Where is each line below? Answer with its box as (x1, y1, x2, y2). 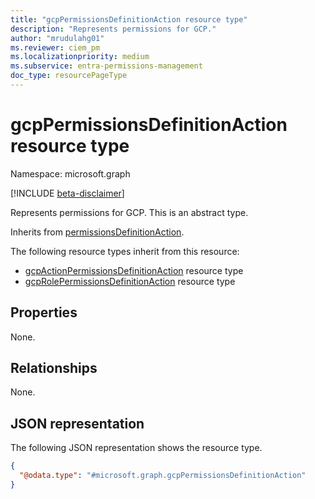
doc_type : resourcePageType (10, 71, 128, 81)
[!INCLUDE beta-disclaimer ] (10, 187, 125, 199)
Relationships (10, 360, 98, 377)
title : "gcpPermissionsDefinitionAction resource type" (10, 14, 248, 25)
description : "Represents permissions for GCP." (10, 24, 217, 34)
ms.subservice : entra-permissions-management (10, 61, 203, 71)
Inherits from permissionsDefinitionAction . (10, 226, 185, 238)
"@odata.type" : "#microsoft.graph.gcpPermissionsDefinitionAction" (19, 471, 307, 481)
